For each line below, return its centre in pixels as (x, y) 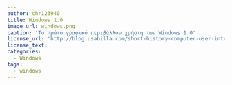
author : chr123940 (33, 13)
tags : (15, 64)
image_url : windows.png (41, 26)
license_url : (26, 39)
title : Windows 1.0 (35, 20)
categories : (24, 52)
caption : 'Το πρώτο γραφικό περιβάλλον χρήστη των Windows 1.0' (101, 33)
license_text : (28, 45)
